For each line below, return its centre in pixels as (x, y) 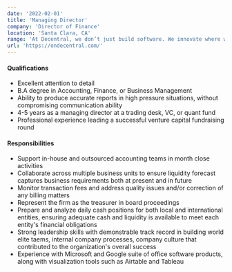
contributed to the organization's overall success (87, 247)
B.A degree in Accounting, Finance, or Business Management (105, 91)
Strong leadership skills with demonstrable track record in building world (120, 232)
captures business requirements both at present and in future (104, 181)
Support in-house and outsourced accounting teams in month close (114, 158)
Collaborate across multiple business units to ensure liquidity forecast (116, 173)
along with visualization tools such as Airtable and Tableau (100, 262)
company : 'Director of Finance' (54, 26)
